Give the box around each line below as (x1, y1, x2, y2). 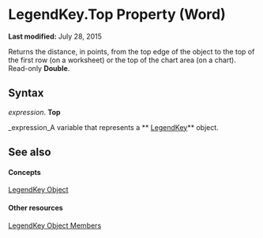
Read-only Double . (8, 63, 70, 73)
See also (8, 146, 51, 159)
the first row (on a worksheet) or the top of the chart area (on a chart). (8, 55, 237, 65)
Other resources (8, 203, 63, 212)
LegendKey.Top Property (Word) (8, 6, 227, 24)
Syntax (8, 87, 44, 100)
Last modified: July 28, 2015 (8, 32, 103, 41)
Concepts (8, 167, 41, 177)
